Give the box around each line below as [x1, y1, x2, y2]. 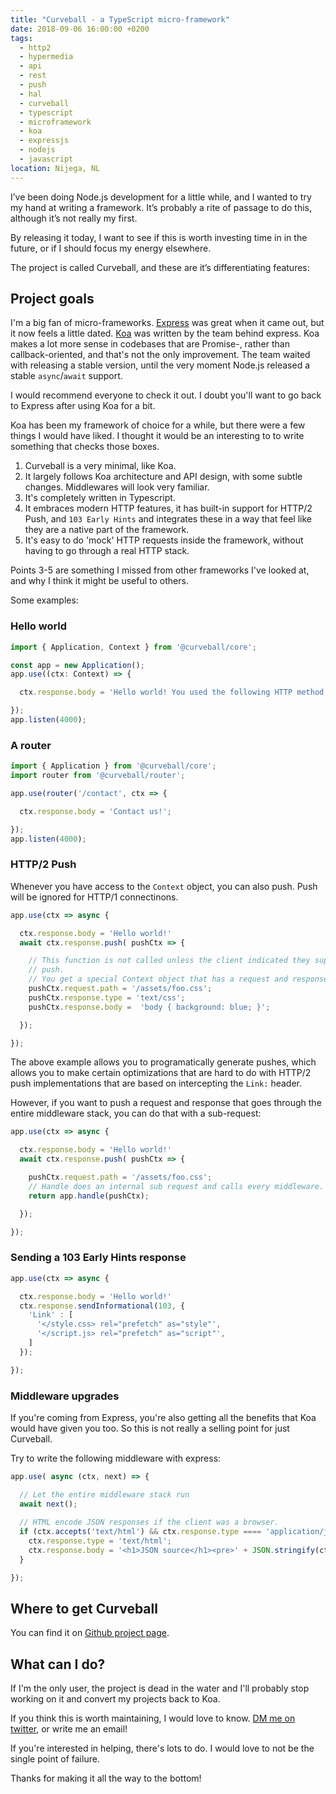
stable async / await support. [10, 370, 123, 382]
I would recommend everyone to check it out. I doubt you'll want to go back [10, 389, 322, 401]
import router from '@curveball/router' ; [10, 771, 186, 781]
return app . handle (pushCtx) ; [28, 1191, 150, 1201]
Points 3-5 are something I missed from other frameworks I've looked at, [10, 564, 310, 576]
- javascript [19, 154, 74, 164]
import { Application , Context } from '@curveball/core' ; [10, 642, 257, 652]
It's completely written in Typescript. [24, 492, 176, 504]
